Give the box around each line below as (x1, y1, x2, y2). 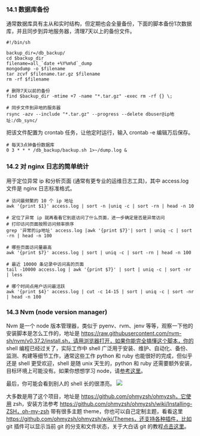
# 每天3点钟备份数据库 (6, 142, 55, 148)
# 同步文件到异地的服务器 (6, 105, 61, 111)
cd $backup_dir (6, 55, 44, 61)
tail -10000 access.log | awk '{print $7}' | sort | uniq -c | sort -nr (6, 266, 192, 273)
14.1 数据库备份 (6, 5, 50, 13)
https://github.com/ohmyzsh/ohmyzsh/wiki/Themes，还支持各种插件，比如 (6, 415, 192, 422)
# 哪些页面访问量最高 (6, 244, 52, 250)
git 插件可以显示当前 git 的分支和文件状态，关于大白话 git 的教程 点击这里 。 (6, 422, 190, 430)
